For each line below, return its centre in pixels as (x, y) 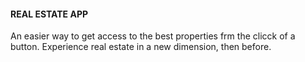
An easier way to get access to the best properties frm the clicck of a (153, 36)
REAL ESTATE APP (49, 14)
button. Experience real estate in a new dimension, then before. (141, 47)
